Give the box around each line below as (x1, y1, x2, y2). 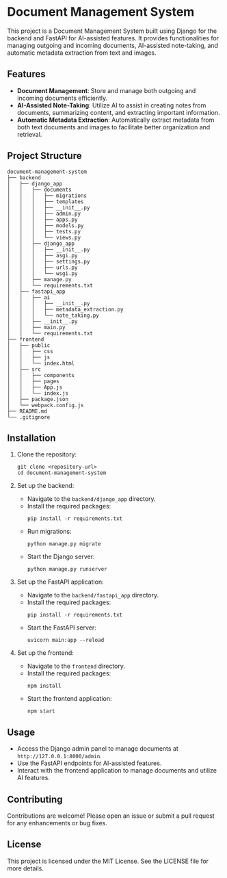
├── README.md (7, 408, 48, 415)
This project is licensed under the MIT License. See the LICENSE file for (7, 857, 209, 865)
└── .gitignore (7, 413, 51, 421)
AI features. (16, 774, 50, 782)
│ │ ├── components (7, 372, 75, 378)
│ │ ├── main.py (7, 324, 66, 331)
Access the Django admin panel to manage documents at (16, 745, 179, 753)
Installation (7, 432, 56, 443)
